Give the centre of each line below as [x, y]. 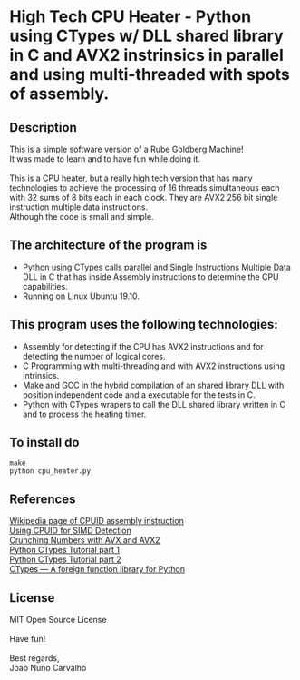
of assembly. [59, 94]
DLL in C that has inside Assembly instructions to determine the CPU [150, 276]
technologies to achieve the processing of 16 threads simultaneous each [145, 187]
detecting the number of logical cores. [94, 356]
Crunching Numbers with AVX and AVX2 [85, 540]
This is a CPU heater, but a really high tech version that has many [131, 178]
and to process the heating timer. [84, 414]
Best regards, [34, 658]
